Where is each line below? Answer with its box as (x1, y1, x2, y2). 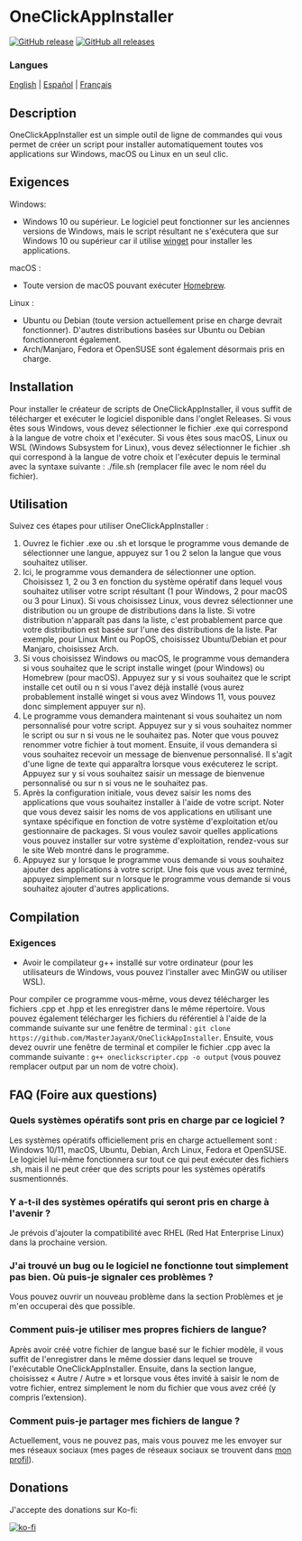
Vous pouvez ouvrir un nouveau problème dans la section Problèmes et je (9, 1291, 284, 1302)
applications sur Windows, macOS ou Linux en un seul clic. (9, 149, 229, 160)
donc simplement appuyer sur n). (22, 701, 146, 712)
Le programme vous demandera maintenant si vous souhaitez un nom (22, 710, 282, 721)
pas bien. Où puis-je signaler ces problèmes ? (9, 1271, 214, 1284)
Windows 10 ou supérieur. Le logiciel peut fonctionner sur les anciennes (22, 216, 290, 227)
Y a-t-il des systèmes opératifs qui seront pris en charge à (9, 1195, 270, 1208)
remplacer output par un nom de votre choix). (9, 1061, 178, 1072)
